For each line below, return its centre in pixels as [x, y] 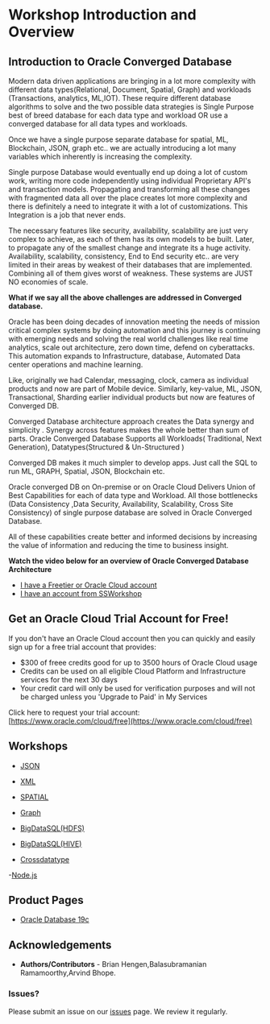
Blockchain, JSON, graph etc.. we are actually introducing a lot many [122, 148]
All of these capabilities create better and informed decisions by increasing [133, 537]
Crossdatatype [45, 859]
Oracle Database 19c [55, 919]
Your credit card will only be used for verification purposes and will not [137, 688]
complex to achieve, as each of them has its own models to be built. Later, [131, 239]
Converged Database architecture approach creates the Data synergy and [131, 421]
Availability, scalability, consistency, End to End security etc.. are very [124, 256]
